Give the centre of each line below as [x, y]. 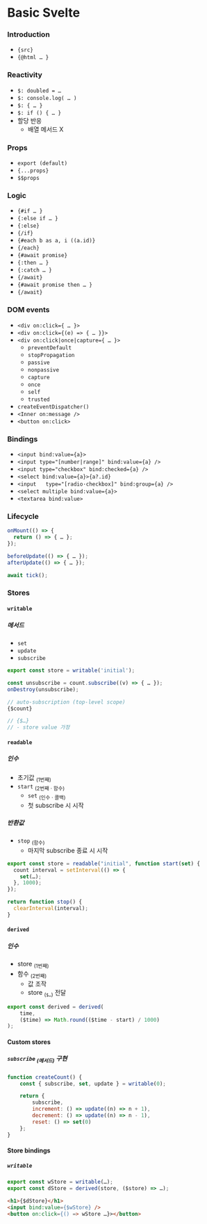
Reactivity [25, 75]
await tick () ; [28, 575]
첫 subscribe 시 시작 [56, 805]
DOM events [28, 310]
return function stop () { [44, 902]
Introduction [28, 35]
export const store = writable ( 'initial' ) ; [71, 670]
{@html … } [33, 58]
